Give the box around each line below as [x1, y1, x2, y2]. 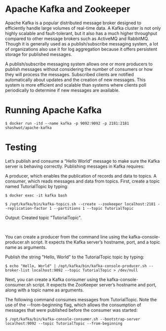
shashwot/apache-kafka [5, 125, 52, 130]
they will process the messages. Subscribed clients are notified [5, 71, 134, 77]
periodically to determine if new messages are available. [5, 87, 120, 93]
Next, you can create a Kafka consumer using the [5, 276, 106, 283]
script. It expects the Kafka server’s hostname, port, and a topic [31, 239, 161, 245]
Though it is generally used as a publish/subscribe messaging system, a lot [5, 41, 159, 47]
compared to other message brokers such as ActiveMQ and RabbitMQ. [5, 36, 149, 42]
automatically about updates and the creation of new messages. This [5, 77, 146, 83]
